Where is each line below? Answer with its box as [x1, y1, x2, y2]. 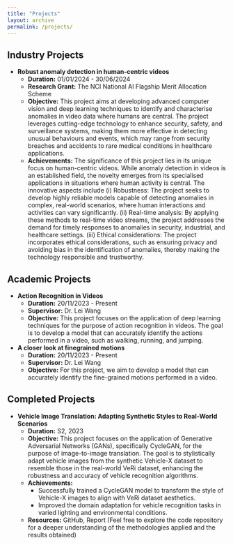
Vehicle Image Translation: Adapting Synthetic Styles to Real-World [17, 412, 218, 420]
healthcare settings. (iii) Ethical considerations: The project [27, 231, 197, 239]
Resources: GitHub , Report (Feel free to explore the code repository [27, 516, 223, 524]
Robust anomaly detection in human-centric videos [17, 68, 170, 76]
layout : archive [7, 17, 54, 24]
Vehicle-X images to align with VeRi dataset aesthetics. [38, 493, 196, 502]
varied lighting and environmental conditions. [38, 508, 168, 516]
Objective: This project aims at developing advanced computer [27, 97, 210, 105]
